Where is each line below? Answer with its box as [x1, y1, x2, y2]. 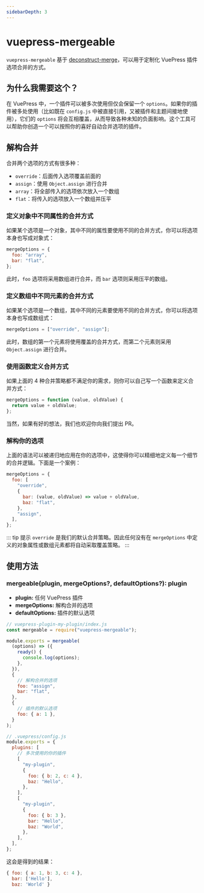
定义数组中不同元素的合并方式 [6, 292, 94, 300]
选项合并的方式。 [6, 63, 49, 70]
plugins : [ [12, 744, 39, 751]
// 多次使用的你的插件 [17, 750, 67, 757]
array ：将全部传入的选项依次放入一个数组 [15, 187, 120, 195]
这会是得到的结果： [6, 858, 55, 865]
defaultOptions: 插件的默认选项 [15, 609, 95, 616]
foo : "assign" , [17, 683, 56, 689]
